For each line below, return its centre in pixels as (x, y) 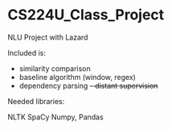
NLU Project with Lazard (48, 37)
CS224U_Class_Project (86, 15)
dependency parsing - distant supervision (88, 86)
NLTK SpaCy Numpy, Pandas (55, 117)
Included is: (27, 52)
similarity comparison (55, 68)
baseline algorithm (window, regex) (77, 77)
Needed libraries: (36, 101)
